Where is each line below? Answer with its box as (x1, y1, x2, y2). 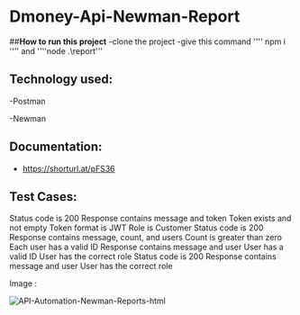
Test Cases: (9, 189, 78, 204)
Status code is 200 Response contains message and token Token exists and (9, 213, 292, 224)
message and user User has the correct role (9, 261, 173, 272)
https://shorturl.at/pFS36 (22, 163, 115, 174)
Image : (9, 278, 38, 289)
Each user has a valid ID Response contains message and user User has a (9, 241, 284, 253)
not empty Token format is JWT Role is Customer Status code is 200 (9, 222, 264, 233)
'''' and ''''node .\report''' (9, 45, 104, 56)
